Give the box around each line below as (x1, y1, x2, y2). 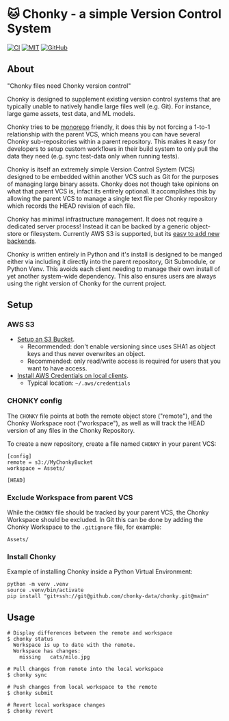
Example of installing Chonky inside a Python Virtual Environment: (7, 567, 193, 576)
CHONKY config (7, 396, 63, 405)
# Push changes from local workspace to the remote (7, 684, 157, 691)
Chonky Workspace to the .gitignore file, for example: (7, 523, 162, 531)
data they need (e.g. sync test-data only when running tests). (7, 152, 180, 160)
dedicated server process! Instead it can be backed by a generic (7, 222, 189, 231)
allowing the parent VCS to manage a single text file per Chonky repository (7, 194, 217, 202)
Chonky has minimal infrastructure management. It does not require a (7, 215, 203, 223)
